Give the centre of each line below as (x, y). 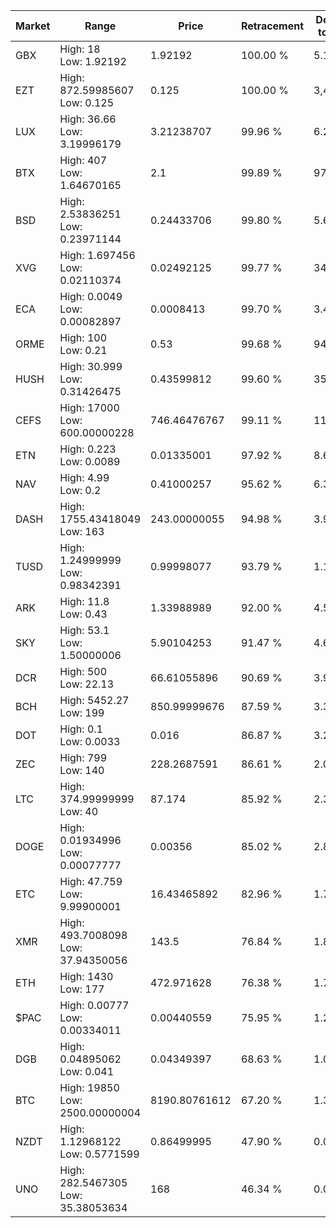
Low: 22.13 (87, 684)
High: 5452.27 (94, 700)
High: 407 (83, 160)
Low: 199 (82, 712)
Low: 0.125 (87, 102)
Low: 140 (82, 770)
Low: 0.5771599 (99, 1154)
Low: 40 (79, 811)
